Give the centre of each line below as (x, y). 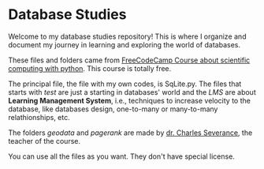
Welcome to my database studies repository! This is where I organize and (127, 36)
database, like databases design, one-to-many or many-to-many (113, 109)
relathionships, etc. (39, 117)
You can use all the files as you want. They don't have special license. (121, 156)
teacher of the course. (45, 141)
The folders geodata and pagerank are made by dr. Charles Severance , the (130, 133)
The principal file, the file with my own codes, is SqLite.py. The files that (125, 84)
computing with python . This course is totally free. (90, 68)
